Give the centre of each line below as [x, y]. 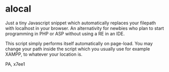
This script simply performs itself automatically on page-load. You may [79, 43]
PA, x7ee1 [15, 64]
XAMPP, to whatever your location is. [44, 54]
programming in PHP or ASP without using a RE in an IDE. [65, 33]
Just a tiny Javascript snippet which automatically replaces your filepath [80, 23]
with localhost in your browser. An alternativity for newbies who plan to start [85, 28]
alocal [18, 9]
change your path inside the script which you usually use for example [78, 49]
